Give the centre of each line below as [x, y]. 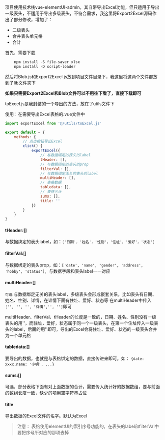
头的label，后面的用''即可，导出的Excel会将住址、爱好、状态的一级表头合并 [81, 329]
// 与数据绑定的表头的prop [64, 164]
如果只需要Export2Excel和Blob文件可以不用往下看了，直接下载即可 [73, 93]
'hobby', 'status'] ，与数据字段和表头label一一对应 [58, 271]
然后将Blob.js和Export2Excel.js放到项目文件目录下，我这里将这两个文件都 [79, 76]
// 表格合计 [51, 192]
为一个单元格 [18, 335]
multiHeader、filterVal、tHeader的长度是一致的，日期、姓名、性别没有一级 [81, 317]
